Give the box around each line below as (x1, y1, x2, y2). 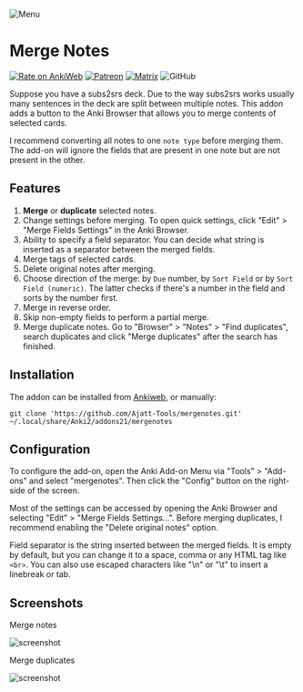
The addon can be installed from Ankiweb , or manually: (9, 391, 217, 402)
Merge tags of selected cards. (22, 253, 136, 264)
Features (9, 181, 61, 196)
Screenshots (9, 595, 84, 611)
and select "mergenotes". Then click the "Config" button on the (28, 475, 267, 487)
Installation (9, 367, 75, 383)
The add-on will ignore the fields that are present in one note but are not (9, 144, 280, 155)
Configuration (9, 441, 91, 457)
